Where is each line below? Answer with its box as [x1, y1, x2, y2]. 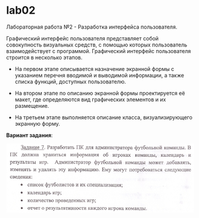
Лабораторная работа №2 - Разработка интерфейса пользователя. [6, 23, 178, 30]
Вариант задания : [6, 132, 53, 139]
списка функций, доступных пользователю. [14, 78, 126, 85]
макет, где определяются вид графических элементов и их [14, 96, 166, 103]
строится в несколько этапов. [6, 54, 83, 61]
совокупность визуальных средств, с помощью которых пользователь [6, 41, 188, 48]
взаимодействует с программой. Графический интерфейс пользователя [6, 47, 191, 54]
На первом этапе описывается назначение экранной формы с [14, 65, 175, 72]
